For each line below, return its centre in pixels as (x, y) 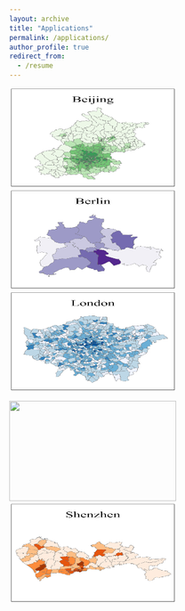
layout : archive (39, 19)
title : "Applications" (51, 28)
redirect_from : (37, 57)
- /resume (35, 66)
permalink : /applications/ (59, 37)
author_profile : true (49, 47)
